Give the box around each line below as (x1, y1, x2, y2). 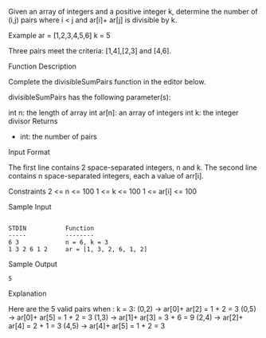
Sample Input (8, 202, 52, 211)
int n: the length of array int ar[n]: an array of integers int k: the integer (8, 108, 239, 117)
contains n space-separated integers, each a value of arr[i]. (8, 171, 205, 180)
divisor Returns (8, 116, 58, 126)
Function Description (8, 61, 77, 71)
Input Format (8, 147, 50, 156)
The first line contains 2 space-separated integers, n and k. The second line (8, 163, 257, 172)
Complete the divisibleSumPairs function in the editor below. (8, 77, 206, 86)
